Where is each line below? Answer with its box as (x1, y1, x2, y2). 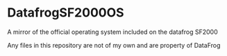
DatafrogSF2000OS (7, 5, 124, 21)
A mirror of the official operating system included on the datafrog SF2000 (7, 28, 219, 36)
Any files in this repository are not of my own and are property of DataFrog (7, 41, 221, 49)
